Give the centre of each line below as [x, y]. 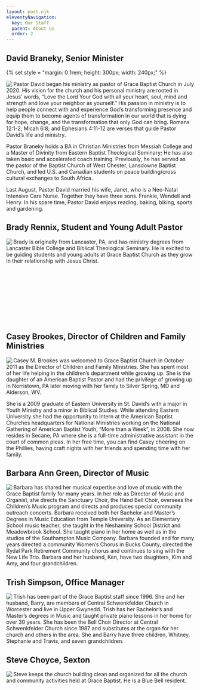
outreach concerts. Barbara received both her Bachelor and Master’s [91, 513]
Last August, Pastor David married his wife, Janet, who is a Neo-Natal [92, 189]
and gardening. [25, 208]
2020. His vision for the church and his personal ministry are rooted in [92, 90]
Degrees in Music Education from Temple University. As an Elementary [93, 519]
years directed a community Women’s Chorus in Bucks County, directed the [99, 544]
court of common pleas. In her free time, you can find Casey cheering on [96, 442]
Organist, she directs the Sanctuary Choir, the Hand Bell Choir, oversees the [99, 500]
